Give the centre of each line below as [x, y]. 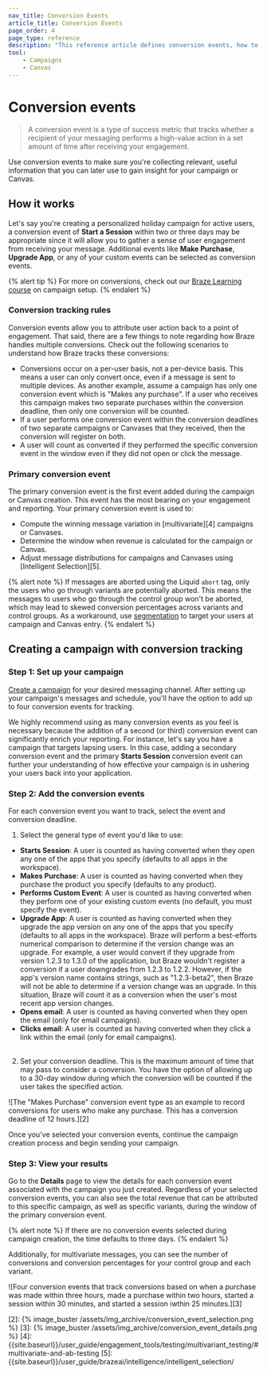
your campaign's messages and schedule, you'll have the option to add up [130, 698]
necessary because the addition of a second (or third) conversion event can [133, 730]
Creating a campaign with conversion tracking [126, 649]
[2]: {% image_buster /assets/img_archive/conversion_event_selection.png [131, 1320]
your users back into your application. [71, 772]
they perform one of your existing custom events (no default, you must [136, 901]
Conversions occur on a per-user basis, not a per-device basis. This [132, 368]
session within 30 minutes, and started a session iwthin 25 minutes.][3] [125, 1304]
